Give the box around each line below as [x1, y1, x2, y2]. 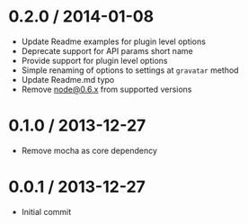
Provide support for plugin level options [21, 55, 168, 66]
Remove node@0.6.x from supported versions [21, 84, 192, 94]
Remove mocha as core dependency [21, 145, 158, 156]
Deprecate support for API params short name [21, 45, 194, 56]
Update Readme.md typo [21, 74, 115, 85]
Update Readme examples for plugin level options [21, 36, 206, 47]
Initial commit [21, 206, 72, 217]
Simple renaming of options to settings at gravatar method [21, 65, 239, 76]
